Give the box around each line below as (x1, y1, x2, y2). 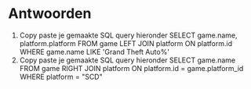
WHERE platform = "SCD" (19, 72, 104, 81)
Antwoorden (8, 5, 92, 23)
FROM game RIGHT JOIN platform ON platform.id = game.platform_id (19, 63, 244, 73)
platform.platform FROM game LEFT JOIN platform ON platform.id (19, 38, 233, 48)
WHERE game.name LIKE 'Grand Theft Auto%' (19, 47, 170, 56)
